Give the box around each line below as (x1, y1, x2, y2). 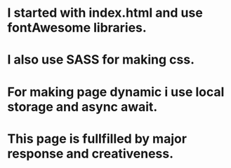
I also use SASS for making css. (7, 52, 195, 68)
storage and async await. (7, 99, 158, 115)
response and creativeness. (7, 146, 174, 162)
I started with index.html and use (7, 5, 204, 21)
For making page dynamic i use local (7, 84, 225, 99)
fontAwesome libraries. (7, 20, 147, 36)
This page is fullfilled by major (7, 131, 187, 146)
